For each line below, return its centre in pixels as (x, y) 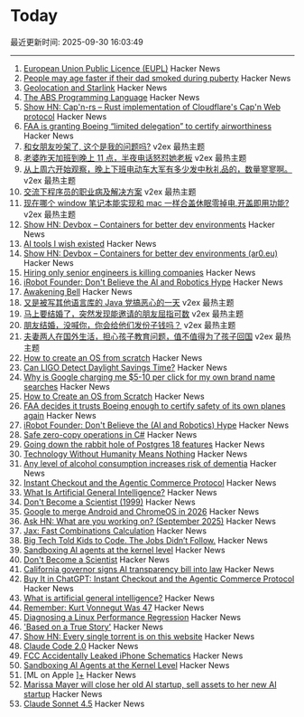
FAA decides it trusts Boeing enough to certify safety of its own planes (154, 406)
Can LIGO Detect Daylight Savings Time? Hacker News (125, 367)
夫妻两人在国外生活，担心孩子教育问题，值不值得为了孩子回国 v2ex (148, 336)
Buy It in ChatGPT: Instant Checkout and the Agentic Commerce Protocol (159, 579)
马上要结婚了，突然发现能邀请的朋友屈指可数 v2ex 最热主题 (134, 314)
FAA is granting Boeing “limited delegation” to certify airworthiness (147, 126)
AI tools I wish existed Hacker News (90, 243)
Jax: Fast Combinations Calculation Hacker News (115, 531)
